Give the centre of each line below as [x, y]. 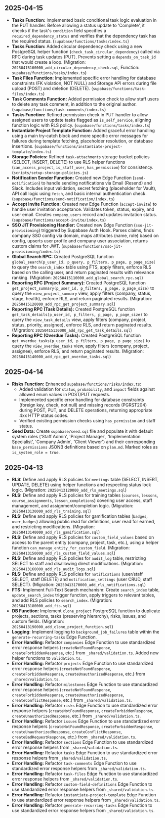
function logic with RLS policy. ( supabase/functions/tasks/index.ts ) [81, 125]
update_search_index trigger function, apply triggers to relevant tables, [83, 595]
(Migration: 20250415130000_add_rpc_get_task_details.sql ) [72, 330]
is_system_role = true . [36, 452]
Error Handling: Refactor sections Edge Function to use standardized [82, 742]
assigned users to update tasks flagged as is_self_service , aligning [81, 120]
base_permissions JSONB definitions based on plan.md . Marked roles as [85, 447]
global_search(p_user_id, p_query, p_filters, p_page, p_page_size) [84, 262]
